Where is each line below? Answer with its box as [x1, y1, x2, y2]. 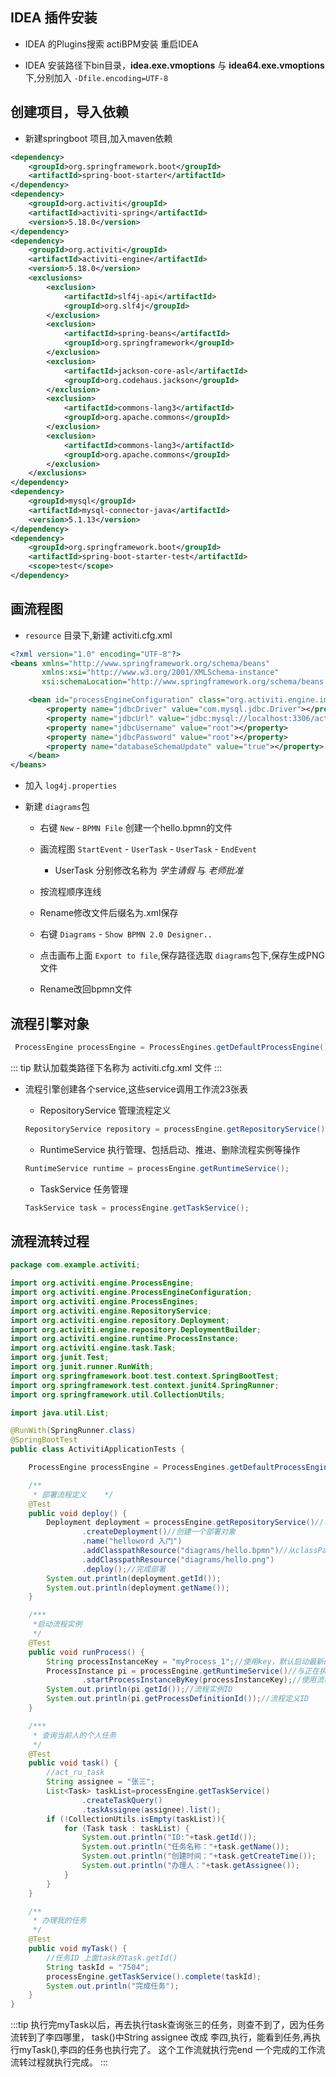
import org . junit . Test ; [10, 1353, 110, 1363]
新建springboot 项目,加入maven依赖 [24, 132, 173, 144]
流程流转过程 [10, 1233, 90, 1250]
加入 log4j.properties [24, 779, 118, 792]
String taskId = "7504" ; [46, 1962, 150, 1972]
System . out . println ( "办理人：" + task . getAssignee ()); [81, 1861, 300, 1871]
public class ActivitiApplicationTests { [10, 1444, 186, 1455]
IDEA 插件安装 [10, 9, 98, 27]
